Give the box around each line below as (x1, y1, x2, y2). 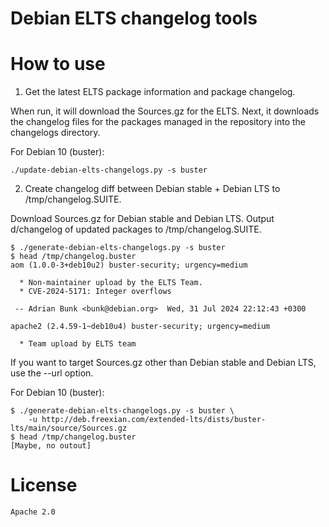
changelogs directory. (10, 127, 101, 139)
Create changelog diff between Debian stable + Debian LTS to (24, 183, 281, 195)
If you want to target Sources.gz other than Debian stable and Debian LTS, (10, 357, 317, 369)
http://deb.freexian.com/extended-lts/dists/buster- (41, 415, 267, 425)
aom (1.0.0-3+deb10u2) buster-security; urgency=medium (10, 260, 248, 271)
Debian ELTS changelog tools (10, 7, 258, 30)
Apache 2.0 (10, 507, 56, 517)
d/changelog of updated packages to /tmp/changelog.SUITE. (10, 223, 262, 236)
